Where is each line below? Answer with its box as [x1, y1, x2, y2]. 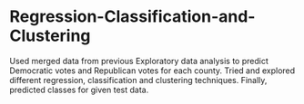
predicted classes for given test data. [9, 84, 149, 95]
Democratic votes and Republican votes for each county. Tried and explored [9, 65, 296, 76]
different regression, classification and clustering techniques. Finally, [9, 74, 268, 85]
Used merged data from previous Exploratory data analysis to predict [9, 55, 269, 66]
